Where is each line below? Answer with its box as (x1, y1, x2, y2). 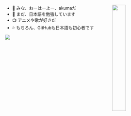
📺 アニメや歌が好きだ (12, 17, 56, 23)
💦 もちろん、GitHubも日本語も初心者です (12, 25, 94, 30)
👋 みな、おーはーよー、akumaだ (12, 5, 77, 11)
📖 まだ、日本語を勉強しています (12, 11, 76, 17)
